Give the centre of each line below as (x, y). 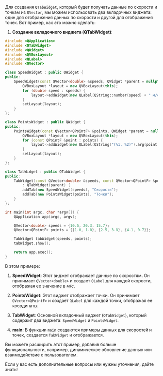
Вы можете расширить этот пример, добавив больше (61, 344)
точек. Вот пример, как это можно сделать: (50, 22)
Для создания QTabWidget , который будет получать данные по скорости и (81, 7)
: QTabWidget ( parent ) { (46, 185)
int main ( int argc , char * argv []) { (42, 212)
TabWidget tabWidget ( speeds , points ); (53, 239)
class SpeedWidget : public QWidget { (44, 73)
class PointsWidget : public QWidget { (45, 122)
